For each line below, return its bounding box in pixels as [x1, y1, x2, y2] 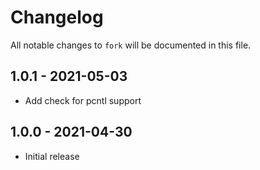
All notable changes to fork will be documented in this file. [10, 39, 252, 51]
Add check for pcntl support [24, 94, 142, 106]
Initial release [24, 150, 80, 162]
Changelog [10, 6, 104, 29]
